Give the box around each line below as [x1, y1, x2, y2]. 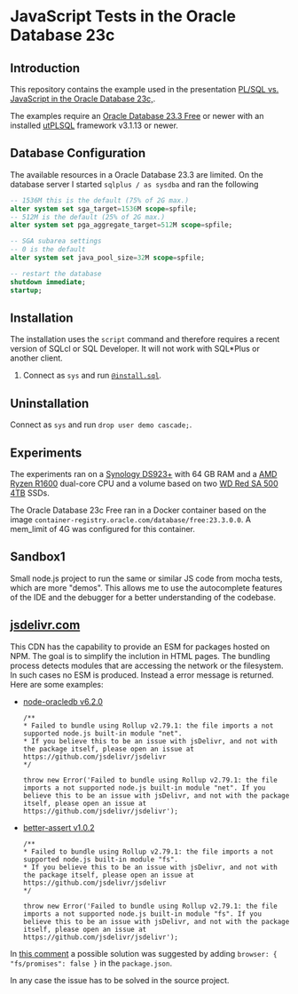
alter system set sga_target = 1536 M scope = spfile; [10, 204, 198, 213]
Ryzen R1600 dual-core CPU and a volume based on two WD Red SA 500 [10, 478, 278, 489]
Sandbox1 [10, 549, 66, 565]
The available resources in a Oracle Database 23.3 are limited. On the [10, 169, 264, 179]
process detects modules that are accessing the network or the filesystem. [10, 660, 284, 671]
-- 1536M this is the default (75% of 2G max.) [10, 195, 190, 205]
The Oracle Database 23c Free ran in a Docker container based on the [10, 505, 267, 515]
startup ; [10, 286, 43, 295]
